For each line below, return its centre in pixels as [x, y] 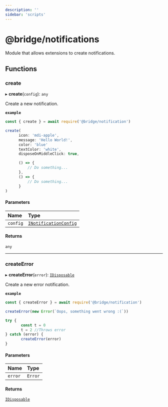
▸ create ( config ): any [27, 94]
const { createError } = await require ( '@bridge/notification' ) [73, 303]
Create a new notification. [32, 104]
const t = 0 [33, 325]
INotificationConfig [52, 223]
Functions [21, 69]
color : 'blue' [33, 145]
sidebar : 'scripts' [25, 15]
